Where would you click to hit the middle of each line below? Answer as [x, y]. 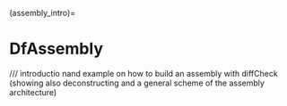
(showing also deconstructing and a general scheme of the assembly [137, 83]
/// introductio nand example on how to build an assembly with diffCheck [143, 73]
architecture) [33, 92]
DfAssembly [56, 49]
